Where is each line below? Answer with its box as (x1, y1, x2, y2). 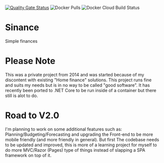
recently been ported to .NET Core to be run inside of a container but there (5, 87, 157, 93)
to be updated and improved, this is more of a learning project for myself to (5, 142, 157, 148)
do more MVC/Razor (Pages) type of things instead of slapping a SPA (5, 147, 146, 153)
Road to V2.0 (5, 110, 59, 121)
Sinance (5, 22, 39, 33)
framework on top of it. (5, 152, 52, 158)
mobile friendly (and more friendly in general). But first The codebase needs (5, 136, 160, 142)
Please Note (5, 56, 55, 66)
